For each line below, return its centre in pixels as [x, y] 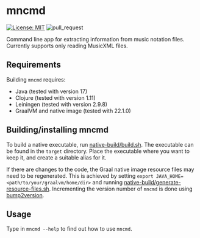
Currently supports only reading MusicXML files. [67, 46]
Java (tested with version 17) [51, 91]
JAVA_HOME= [170, 176]
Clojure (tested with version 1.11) [55, 97]
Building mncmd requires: [36, 79]
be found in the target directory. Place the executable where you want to [98, 151]
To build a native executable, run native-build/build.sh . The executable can [100, 144]
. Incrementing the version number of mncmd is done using [121, 189]
